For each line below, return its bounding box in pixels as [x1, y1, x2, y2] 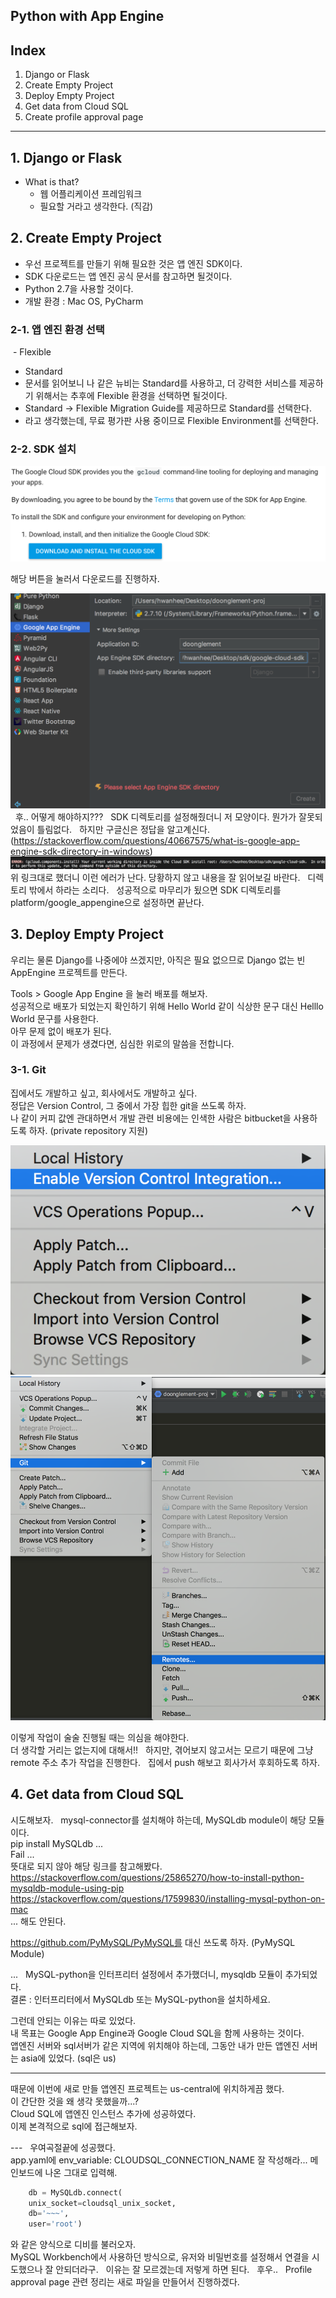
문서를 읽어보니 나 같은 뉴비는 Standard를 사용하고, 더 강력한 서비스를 [24, 377, 297, 389]
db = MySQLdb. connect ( [28, 2187, 123, 2198]
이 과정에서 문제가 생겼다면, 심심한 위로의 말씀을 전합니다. [10, 1037, 235, 1049]
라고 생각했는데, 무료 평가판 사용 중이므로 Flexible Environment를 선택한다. [24, 415, 319, 427]
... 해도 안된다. [10, 1915, 67, 1927]
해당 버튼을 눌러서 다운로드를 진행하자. [10, 573, 160, 585]
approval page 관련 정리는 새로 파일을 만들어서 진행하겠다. [10, 2276, 240, 2288]
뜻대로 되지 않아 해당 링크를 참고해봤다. [10, 1860, 163, 1872]
